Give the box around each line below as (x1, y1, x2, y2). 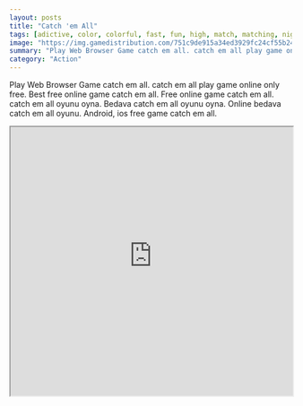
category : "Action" (9, 55, 82, 64)
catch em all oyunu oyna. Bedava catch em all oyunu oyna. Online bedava (9, 99, 281, 108)
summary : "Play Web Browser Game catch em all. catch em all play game (9, 47, 282, 56)
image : (9, 38, 34, 48)
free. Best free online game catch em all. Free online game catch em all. (9, 89, 274, 99)
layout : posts (9, 13, 63, 22)
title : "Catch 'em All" (9, 22, 99, 30)
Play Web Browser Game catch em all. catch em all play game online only (9, 80, 281, 90)
